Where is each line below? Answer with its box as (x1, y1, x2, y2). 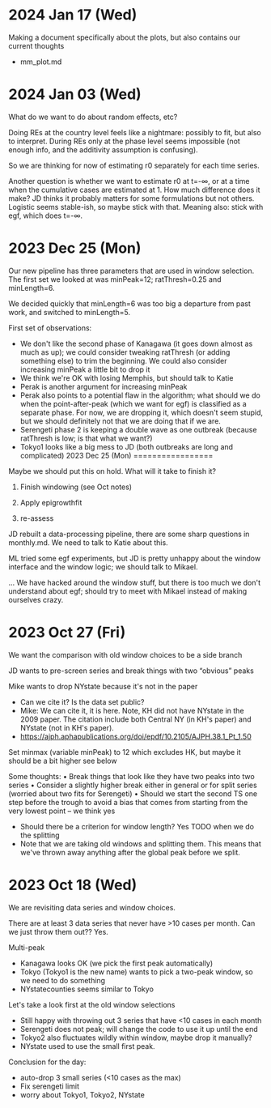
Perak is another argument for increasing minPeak (19, 381, 188, 391)
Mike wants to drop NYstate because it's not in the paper (8, 681, 198, 691)
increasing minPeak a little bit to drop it (19, 364, 150, 374)
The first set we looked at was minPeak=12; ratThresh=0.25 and (8, 274, 222, 284)
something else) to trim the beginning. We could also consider (19, 356, 228, 365)
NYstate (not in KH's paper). (19, 722, 115, 732)
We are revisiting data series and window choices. (8, 902, 176, 912)
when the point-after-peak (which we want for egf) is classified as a (19, 398, 247, 408)
